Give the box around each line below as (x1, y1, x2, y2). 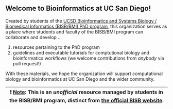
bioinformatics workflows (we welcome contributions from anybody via (12, 55, 164, 61)
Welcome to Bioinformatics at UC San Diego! (5, 4, 151, 13)
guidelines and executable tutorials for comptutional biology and (12, 49, 149, 56)
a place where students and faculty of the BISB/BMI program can (5, 28, 144, 35)
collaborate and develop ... (5, 34, 62, 40)
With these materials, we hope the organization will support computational (5, 70, 163, 77)
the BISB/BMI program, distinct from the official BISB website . (9, 97, 164, 104)
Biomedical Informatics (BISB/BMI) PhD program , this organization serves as (5, 23, 167, 29)
